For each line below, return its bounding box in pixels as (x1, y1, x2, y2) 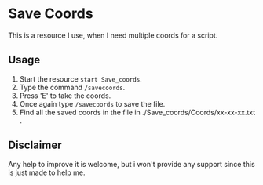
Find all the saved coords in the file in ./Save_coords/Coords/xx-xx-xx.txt (19, 107, 256, 117)
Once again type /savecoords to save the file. (19, 99, 166, 108)
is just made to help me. (8, 168, 86, 177)
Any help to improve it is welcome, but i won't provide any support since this (8, 159, 255, 169)
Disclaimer (8, 139, 62, 152)
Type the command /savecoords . (19, 82, 126, 92)
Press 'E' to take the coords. (19, 91, 111, 100)
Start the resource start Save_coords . (19, 74, 143, 83)
